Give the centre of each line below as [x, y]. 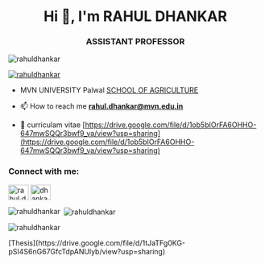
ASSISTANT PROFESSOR [135, 42]
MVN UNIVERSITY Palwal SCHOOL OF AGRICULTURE [109, 90]
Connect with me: [44, 171]
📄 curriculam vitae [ [53, 125]
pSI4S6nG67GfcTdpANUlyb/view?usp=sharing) [87, 252]
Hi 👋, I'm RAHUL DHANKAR [135, 16]
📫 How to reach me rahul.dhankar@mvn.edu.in [101, 106]
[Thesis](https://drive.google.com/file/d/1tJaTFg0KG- [97, 243]
